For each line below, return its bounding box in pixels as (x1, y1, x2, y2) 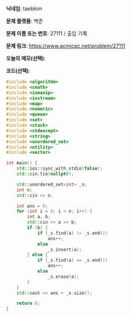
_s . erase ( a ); (47, 274, 80, 280)
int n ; (16, 187, 33, 193)
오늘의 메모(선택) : (6, 55, 46, 61)
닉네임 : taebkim (6, 5, 43, 12)
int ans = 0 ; (16, 203, 48, 209)
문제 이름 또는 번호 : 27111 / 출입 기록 (6, 30, 87, 37)
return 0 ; (16, 301, 41, 306)
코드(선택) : (6, 67, 31, 74)
